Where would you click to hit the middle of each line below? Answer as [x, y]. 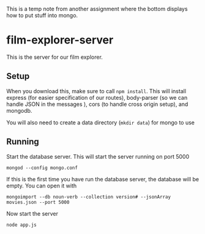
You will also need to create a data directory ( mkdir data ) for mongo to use [100, 123]
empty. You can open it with [42, 186]
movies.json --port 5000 [38, 202]
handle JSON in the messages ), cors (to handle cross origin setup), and [97, 104]
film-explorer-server [60, 40]
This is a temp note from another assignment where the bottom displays [97, 9]
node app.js [21, 225]
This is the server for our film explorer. [54, 57]
